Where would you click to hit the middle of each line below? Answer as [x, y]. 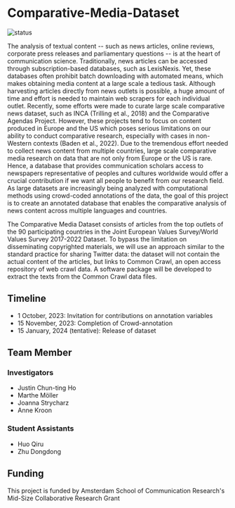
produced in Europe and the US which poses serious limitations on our [109, 128]
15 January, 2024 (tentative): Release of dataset [87, 330]
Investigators [31, 373]
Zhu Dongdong [39, 451]
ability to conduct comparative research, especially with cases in [101, 136]
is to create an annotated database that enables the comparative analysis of [117, 203]
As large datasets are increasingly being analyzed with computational [108, 188]
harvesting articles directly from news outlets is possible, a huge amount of [116, 91]
